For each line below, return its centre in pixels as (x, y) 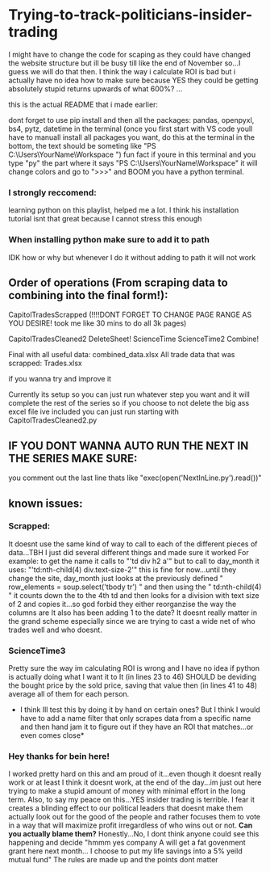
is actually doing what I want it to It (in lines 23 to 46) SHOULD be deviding (132, 677)
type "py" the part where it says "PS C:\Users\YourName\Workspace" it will (133, 162)
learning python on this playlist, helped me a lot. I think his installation (124, 210)
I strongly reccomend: (52, 192)
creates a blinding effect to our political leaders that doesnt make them (126, 808)
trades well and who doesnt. (55, 630)
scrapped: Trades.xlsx (45, 363)
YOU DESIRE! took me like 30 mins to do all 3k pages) (98, 323)
